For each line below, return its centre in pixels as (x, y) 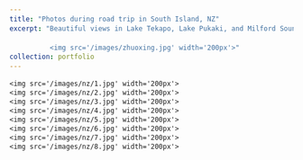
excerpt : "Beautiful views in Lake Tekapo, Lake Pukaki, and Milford (143, 28)
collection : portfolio (52, 57)
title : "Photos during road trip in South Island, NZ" (115, 19)
